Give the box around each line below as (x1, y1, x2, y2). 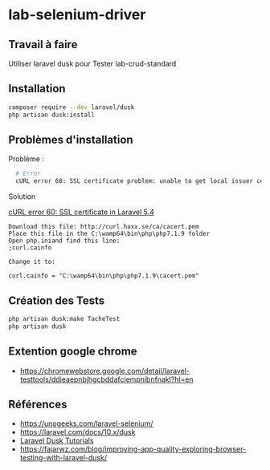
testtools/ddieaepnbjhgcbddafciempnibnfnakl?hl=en (19, 375, 194, 384)
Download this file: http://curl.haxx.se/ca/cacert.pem (8, 223, 199, 231)
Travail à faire (8, 38, 78, 51)
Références (8, 397, 67, 411)
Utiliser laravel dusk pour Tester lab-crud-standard (8, 59, 177, 68)
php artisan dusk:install (8, 111, 95, 119)
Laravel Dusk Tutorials (19, 436, 94, 446)
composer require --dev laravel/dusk (8, 103, 135, 111)
